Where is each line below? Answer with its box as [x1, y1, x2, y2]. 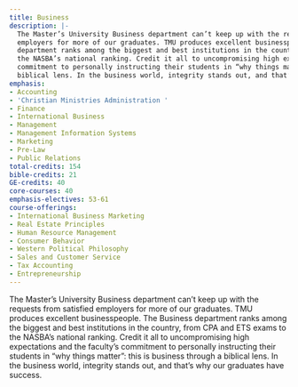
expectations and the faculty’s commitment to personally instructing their [9, 341, 277, 351]
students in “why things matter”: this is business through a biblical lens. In [9, 351, 278, 361]
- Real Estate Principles [9, 220, 105, 229]
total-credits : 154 [9, 162, 82, 171]
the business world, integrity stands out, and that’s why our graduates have [9, 359, 285, 370]
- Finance [9, 104, 46, 113]
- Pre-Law [9, 145, 46, 154]
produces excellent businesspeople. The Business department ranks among [9, 312, 287, 323]
